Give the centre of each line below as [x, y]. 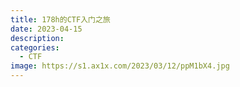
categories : [35, 47]
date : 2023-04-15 [46, 29]
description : [37, 38]
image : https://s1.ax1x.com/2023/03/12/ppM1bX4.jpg [120, 66]
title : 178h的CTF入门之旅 [60, 19]
